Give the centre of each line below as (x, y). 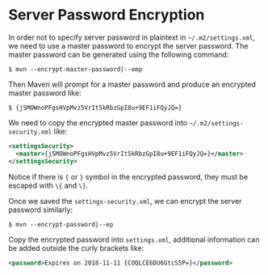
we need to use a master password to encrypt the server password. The (128, 45)
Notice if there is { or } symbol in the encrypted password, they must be (128, 176)
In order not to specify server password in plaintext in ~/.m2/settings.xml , (132, 37)
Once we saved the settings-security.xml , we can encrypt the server (125, 201)
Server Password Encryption (107, 15)
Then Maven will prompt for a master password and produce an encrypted (132, 84)
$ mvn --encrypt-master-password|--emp (75, 69)
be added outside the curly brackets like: (76, 247)
